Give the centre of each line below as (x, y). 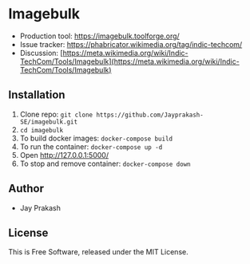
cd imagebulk (42, 130)
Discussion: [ (41, 53)
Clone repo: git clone (56, 114)
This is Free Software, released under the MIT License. (99, 252)
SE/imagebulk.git (49, 122)
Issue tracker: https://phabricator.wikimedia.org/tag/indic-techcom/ (131, 44)
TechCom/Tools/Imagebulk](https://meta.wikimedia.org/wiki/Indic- (129, 61)
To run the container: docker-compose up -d (91, 146)
